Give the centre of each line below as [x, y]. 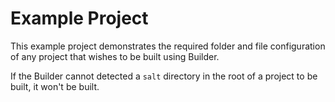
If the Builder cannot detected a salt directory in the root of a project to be [164, 76]
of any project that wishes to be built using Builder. [115, 56]
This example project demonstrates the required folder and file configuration [168, 46]
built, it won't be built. [55, 86]
